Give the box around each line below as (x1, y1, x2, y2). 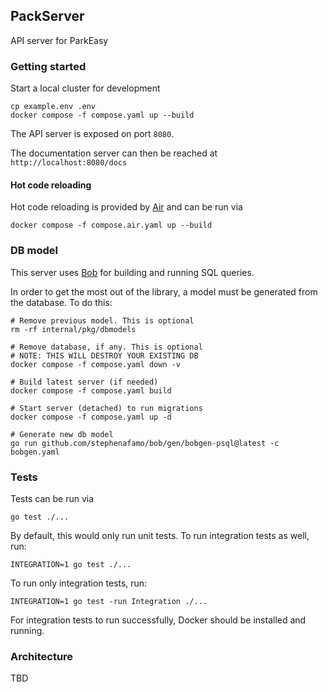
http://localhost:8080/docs (10, 158, 128, 168)
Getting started (10, 59, 87, 73)
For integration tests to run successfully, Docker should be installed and (10, 614, 307, 626)
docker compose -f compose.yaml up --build (10, 110, 195, 121)
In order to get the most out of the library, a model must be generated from (10, 285, 318, 298)
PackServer (10, 8, 85, 25)
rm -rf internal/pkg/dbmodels (10, 324, 137, 334)
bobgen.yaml (10, 447, 60, 457)
